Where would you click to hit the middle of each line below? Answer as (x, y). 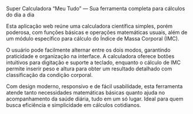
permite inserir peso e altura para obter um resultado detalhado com (89, 69)
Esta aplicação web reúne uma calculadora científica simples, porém (89, 26)
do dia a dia (20, 15)
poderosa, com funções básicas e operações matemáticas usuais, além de (97, 32)
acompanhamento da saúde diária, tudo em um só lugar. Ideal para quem (95, 99)
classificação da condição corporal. (49, 75)
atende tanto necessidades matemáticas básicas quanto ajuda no (86, 93)
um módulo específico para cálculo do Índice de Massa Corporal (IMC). (93, 38)
